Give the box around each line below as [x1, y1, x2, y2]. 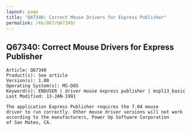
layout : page [6, 8, 39, 15]
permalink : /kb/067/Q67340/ [6, 20, 76, 26]
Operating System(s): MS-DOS [6, 83, 79, 89]
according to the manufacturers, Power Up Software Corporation [6, 114, 170, 120]
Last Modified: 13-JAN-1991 [6, 93, 76, 99]
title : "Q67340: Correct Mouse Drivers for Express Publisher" [6, 14, 167, 20]
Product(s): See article [6, 72, 68, 78]
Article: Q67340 [6, 67, 47, 74]
